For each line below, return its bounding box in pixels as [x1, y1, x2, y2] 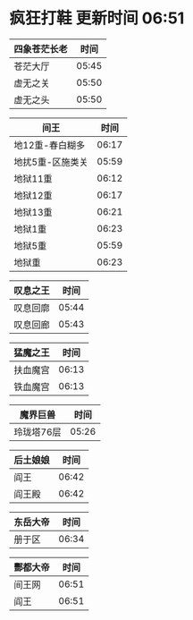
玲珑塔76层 [13, 426, 62, 438]
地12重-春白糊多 [13, 139, 86, 151]
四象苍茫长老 [13, 42, 69, 55]
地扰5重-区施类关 [13, 156, 88, 168]
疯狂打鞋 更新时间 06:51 [9, 8, 185, 29]
